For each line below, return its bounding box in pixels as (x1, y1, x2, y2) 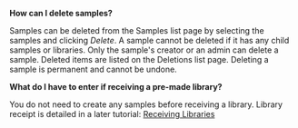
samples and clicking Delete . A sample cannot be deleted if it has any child (9, 35, 290, 45)
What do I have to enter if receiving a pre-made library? (9, 82, 223, 92)
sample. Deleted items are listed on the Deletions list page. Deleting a (9, 54, 270, 64)
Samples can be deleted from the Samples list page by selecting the (9, 25, 265, 35)
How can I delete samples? (9, 8, 114, 18)
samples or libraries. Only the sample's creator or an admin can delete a (9, 44, 279, 55)
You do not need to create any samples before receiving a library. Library (9, 99, 283, 110)
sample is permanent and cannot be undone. (9, 64, 177, 74)
